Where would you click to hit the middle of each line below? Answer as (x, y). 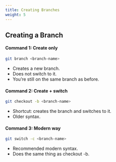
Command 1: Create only (32, 48)
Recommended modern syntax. (45, 149)
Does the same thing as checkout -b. (51, 154)
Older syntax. (26, 116)
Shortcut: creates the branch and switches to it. (62, 111)
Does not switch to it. (35, 73)
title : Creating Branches (32, 10)
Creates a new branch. (36, 68)
